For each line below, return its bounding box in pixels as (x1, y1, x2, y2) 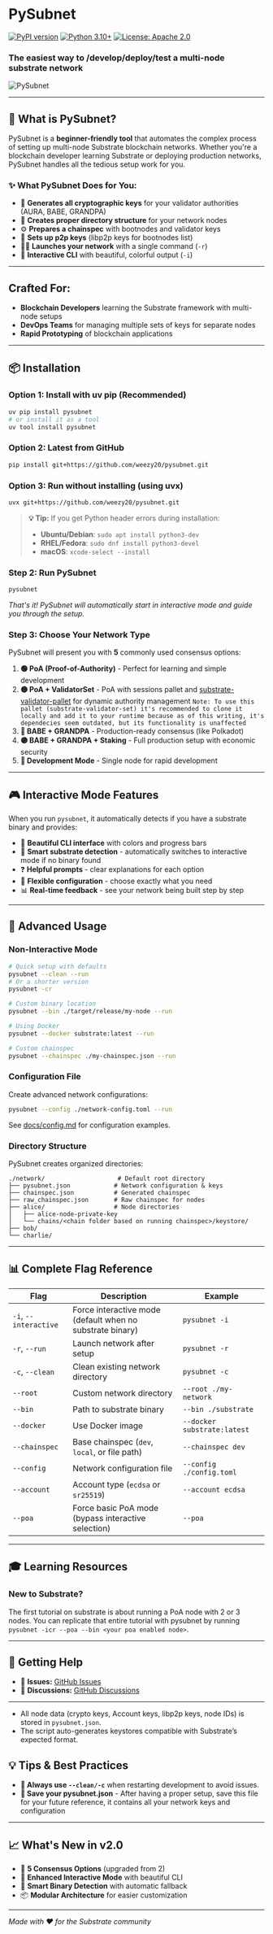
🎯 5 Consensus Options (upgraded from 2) (19, 1863, 166, 1873)
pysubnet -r (182, 1344, 229, 1352)
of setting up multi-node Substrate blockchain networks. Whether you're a (8, 142, 258, 152)
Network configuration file (72, 1462, 173, 1474)
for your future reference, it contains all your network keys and (19, 1797, 231, 1807)
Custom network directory (72, 1387, 173, 1399)
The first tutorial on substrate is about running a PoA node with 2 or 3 (8, 1607, 240, 1617)
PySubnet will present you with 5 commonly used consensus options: (8, 647, 241, 657)
